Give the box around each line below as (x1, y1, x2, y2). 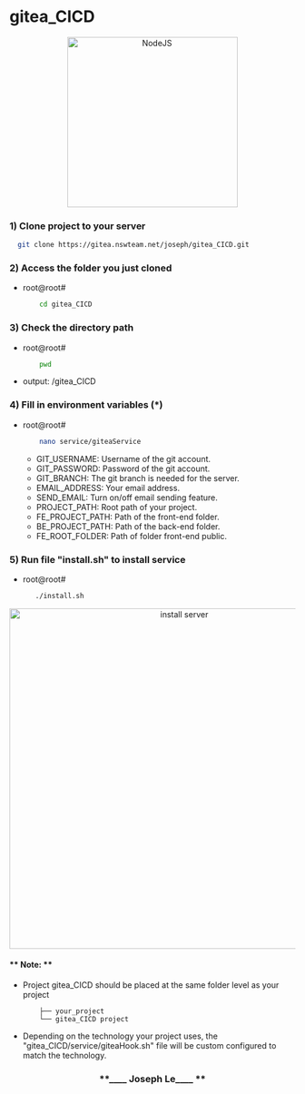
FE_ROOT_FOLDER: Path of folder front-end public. (35, 530, 228, 541)
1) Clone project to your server (9, 220, 146, 232)
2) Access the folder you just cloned (9, 261, 172, 274)
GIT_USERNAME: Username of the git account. (35, 453, 212, 464)
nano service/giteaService (39, 437, 142, 446)
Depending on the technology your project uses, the (22, 1030, 218, 1041)
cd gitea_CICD (39, 300, 93, 310)
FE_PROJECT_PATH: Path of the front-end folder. (35, 511, 220, 522)
